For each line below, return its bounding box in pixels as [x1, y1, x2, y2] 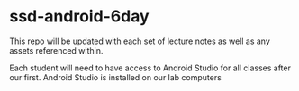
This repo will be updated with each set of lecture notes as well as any [9, 36, 270, 46]
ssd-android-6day [9, 6, 150, 27]
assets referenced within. [9, 45, 104, 55]
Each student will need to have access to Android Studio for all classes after [9, 62, 291, 73]
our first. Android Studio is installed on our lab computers [9, 71, 222, 82]
